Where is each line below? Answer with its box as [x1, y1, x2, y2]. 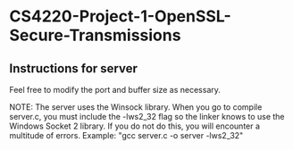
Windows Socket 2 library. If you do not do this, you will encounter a [9, 121, 261, 131]
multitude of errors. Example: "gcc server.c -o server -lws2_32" [9, 130, 244, 140]
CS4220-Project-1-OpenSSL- [9, 6, 232, 27]
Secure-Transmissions [9, 25, 181, 46]
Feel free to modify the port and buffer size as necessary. [9, 85, 222, 95]
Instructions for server [9, 61, 138, 76]
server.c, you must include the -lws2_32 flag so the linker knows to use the [9, 112, 285, 121]
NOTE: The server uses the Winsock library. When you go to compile [9, 102, 263, 112]
